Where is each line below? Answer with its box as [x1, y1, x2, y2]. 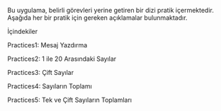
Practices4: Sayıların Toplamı [7, 82, 92, 90]
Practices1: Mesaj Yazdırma [7, 41, 88, 49]
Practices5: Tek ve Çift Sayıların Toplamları [7, 95, 132, 104]
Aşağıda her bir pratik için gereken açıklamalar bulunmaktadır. [7, 13, 188, 22]
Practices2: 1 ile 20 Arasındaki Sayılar [7, 54, 117, 63]
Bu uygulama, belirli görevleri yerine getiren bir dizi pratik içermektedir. [7, 6, 215, 14]
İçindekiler [7, 28, 38, 35]
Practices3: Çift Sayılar [7, 69, 74, 76]
